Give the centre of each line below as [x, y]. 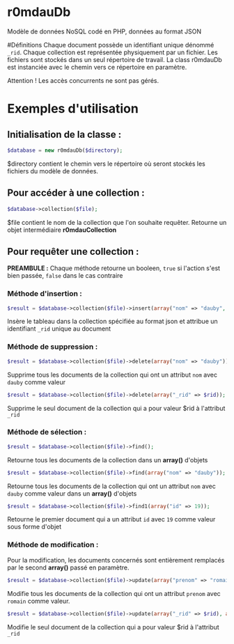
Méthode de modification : [53, 545]
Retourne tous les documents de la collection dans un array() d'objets [108, 460]
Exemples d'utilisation [73, 109]
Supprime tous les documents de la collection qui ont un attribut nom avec [112, 375]
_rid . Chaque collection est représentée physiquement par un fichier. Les [112, 52]
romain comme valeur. [39, 601]
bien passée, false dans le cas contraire [65, 276]
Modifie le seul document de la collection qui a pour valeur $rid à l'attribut [113, 627]
